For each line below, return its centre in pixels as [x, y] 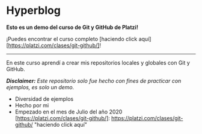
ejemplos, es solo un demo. [40, 87]
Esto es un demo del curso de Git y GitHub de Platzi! [72, 27]
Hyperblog [34, 11]
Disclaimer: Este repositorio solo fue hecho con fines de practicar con [94, 81]
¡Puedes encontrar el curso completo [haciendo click [72, 39]
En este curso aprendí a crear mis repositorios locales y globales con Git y [98, 62]
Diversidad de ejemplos [44, 99]
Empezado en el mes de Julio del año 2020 [69, 112]
